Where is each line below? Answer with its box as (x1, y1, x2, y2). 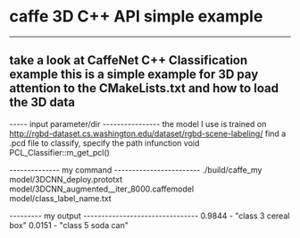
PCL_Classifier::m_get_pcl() (9, 147, 110, 157)
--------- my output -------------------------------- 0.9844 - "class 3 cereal (9, 210, 290, 221)
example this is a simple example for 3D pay (9, 67, 259, 82)
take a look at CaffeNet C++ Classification (9, 53, 248, 68)
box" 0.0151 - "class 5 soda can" (9, 219, 129, 230)
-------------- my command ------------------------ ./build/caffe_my (9, 164, 262, 175)
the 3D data (9, 95, 76, 110)
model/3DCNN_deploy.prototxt (9, 174, 123, 184)
